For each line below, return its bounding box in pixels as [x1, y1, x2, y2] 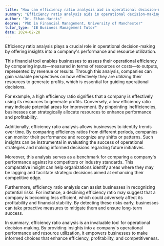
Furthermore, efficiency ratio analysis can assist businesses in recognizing [5, 184, 155, 190]
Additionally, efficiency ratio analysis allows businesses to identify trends [5, 124, 152, 130]
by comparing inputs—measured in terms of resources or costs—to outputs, [5, 63, 159, 69]
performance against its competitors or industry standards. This [5, 159, 134, 165]
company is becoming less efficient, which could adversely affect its [5, 195, 143, 201]
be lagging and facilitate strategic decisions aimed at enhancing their [5, 170, 144, 175]
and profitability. [5, 114, 38, 120]
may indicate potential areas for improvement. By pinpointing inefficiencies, [5, 104, 157, 110]
